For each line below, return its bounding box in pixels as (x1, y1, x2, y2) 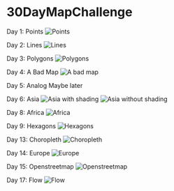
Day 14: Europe (6, 148, 50, 157)
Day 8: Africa (6, 108, 45, 116)
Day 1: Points (6, 27, 43, 36)
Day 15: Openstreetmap (6, 162, 74, 171)
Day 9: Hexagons (6, 121, 57, 130)
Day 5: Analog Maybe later (6, 81, 83, 89)
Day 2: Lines (6, 40, 43, 49)
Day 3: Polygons (6, 54, 54, 63)
